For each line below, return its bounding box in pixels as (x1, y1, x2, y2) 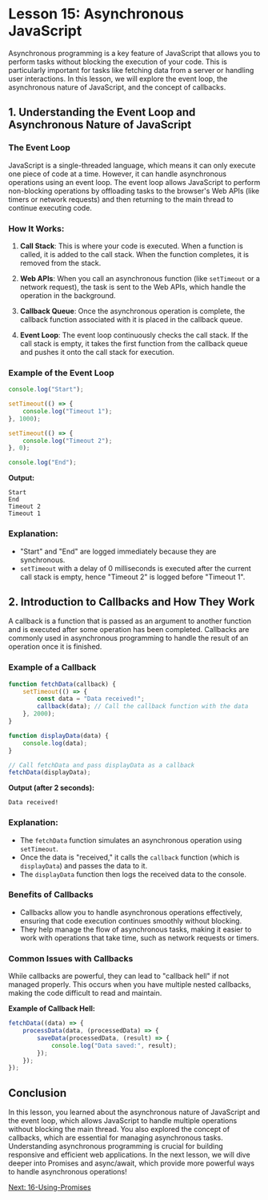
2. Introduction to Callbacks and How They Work (8, 594, 255, 609)
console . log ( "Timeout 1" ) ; (22, 407, 113, 415)
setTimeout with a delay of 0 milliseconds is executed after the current (19, 563, 252, 573)
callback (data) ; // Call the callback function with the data (37, 703, 249, 711)
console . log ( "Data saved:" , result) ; (50, 1041, 178, 1049)
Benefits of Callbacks (8, 889, 94, 900)
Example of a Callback (8, 662, 97, 673)
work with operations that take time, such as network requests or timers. (19, 932, 260, 942)
